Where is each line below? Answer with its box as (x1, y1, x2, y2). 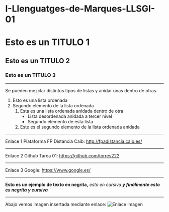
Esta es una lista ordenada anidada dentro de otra (20, 108, 124, 114)
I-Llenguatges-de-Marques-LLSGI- (5, 3, 155, 15)
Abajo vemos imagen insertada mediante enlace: (5, 201, 107, 207)
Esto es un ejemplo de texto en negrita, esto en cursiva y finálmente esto (5, 181, 160, 188)
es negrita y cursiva (5, 187, 48, 193)
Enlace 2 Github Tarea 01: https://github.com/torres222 (5, 153, 120, 159)
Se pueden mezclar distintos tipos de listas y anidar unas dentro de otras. (5, 88, 157, 94)
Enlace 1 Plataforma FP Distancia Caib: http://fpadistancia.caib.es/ (5, 138, 142, 144)
